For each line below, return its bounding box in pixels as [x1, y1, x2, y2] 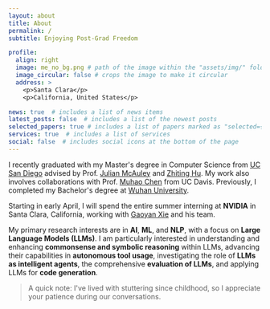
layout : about [8, 11, 56, 20]
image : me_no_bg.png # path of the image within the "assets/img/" [15, 63, 247, 72]
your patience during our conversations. [27, 291, 162, 301]
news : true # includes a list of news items [8, 108, 163, 116]
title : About [8, 19, 52, 27]
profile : [8, 49, 38, 57]
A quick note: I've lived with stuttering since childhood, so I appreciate [27, 283, 261, 293]
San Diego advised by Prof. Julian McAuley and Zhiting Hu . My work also [8, 168, 250, 177]
